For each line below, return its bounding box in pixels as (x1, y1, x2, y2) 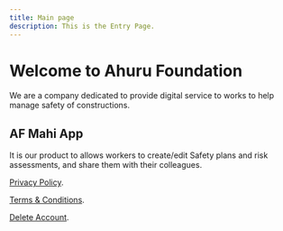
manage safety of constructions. (9, 100, 131, 111)
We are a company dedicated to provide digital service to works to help (9, 90, 275, 101)
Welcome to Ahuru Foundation (9, 60, 243, 81)
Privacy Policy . (9, 177, 64, 188)
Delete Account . (9, 212, 69, 223)
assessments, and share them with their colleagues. (9, 160, 203, 171)
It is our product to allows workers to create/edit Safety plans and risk (9, 150, 269, 161)
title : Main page (9, 13, 75, 23)
